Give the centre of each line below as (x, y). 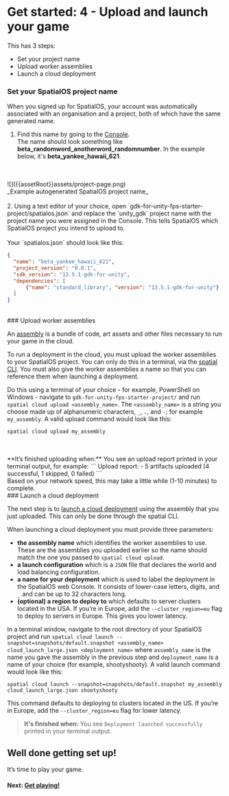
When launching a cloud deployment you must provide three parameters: (110, 530)
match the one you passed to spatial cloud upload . (91, 557)
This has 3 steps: (32, 45)
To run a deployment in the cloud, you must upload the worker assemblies (112, 354)
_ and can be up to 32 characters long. (72, 594)
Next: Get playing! (34, 785)
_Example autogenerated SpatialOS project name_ (78, 192)
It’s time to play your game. (45, 770)
